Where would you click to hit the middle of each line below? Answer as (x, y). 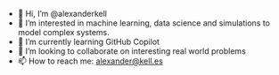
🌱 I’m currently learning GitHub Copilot (89, 41)
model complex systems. (63, 32)
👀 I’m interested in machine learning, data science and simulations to (144, 23)
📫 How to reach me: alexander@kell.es (90, 61)
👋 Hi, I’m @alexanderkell (62, 14)
